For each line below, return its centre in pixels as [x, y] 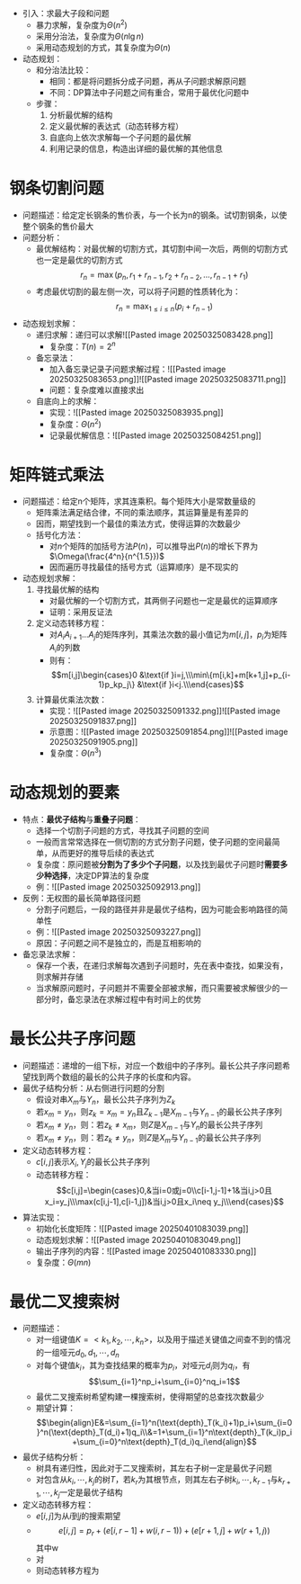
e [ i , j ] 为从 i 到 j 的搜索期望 [78, 1516]
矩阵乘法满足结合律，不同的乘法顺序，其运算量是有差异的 [142, 513]
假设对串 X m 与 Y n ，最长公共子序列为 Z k [106, 1100]
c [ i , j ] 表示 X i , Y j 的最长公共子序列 [93, 1163]
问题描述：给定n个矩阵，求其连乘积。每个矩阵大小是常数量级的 [139, 501]
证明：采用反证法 [81, 612]
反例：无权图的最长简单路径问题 [81, 898]
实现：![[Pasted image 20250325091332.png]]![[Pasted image [165, 711]
